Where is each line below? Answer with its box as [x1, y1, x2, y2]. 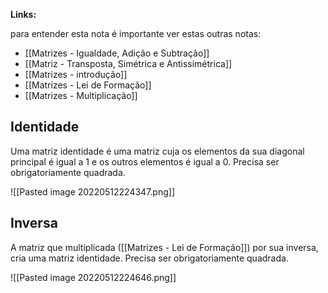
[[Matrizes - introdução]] [24, 69, 128, 80]
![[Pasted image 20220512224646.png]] [10, 271, 177, 283]
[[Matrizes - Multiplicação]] [24, 90, 138, 101]
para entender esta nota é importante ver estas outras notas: [10, 28, 262, 39]
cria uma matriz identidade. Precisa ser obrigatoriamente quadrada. [10, 252, 289, 264]
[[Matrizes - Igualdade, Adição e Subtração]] [24, 47, 210, 59]
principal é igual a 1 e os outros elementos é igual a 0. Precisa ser [10, 155, 280, 168]
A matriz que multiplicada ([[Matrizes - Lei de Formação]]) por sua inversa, [10, 241, 319, 253]
